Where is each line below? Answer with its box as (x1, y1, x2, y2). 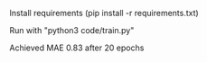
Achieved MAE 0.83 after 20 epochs (9, 42, 145, 53)
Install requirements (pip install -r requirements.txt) (9, 8, 199, 18)
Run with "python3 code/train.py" (9, 25, 135, 35)
